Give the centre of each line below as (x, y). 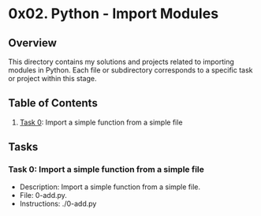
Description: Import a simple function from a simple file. (110, 187)
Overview (33, 43)
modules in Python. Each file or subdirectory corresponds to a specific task (130, 70)
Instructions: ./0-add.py (58, 203)
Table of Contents (53, 103)
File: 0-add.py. (43, 195)
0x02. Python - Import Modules (114, 14)
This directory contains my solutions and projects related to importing (121, 61)
